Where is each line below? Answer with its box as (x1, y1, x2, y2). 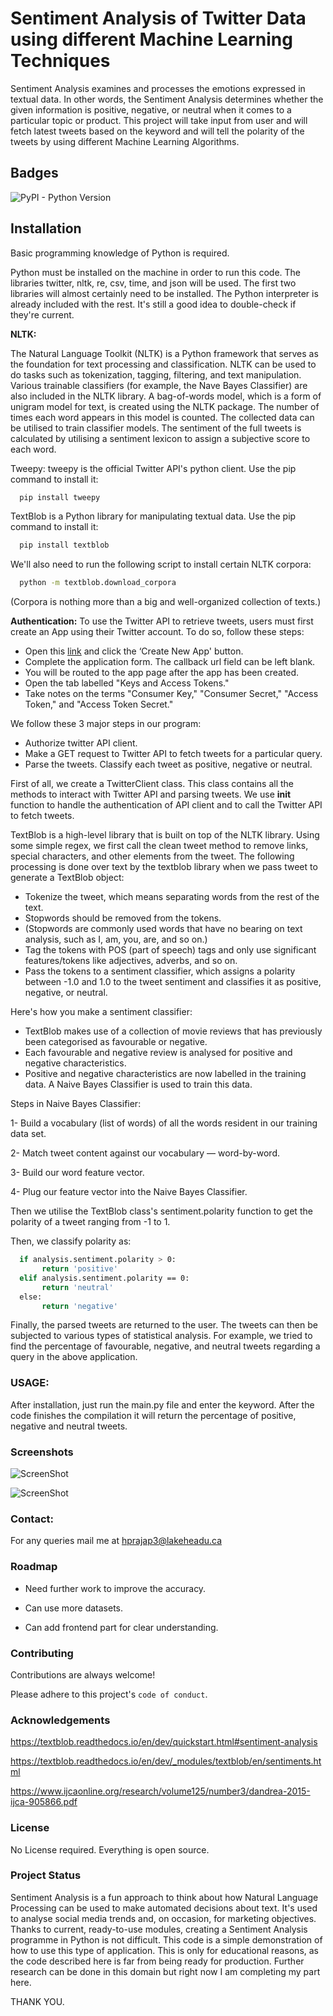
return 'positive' (41, 1264, 118, 1274)
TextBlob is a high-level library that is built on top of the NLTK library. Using (10, 829, 320, 841)
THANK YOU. (10, 1995, 65, 2007)
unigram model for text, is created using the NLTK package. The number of (10, 400, 320, 412)
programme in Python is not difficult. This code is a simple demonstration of (10, 1933, 323, 1946)
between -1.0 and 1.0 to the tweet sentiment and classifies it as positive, (24, 976, 322, 988)
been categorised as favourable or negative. (24, 1036, 208, 1048)
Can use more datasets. (24, 1602, 124, 1614)
